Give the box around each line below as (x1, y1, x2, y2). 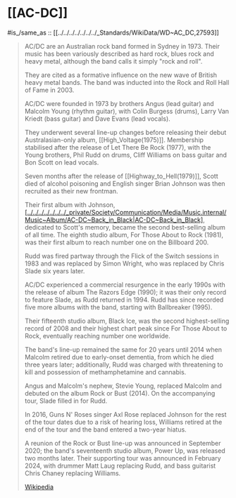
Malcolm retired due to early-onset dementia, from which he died (24, 352, 214, 361)
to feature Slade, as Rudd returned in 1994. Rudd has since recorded (24, 295, 224, 304)
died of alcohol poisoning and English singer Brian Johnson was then (24, 179, 225, 188)
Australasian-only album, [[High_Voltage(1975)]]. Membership (24, 136, 204, 144)
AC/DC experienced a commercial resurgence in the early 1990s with (24, 280, 225, 289)
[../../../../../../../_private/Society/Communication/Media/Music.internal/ (24, 208, 227, 216)
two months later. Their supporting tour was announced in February (24, 453, 221, 462)
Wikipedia (24, 482, 54, 491)
